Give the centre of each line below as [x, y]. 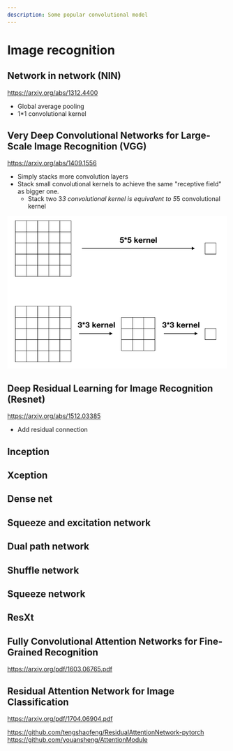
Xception [28, 476]
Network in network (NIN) [64, 76]
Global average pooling [51, 106]
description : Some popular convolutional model [78, 15]
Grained [25, 652]
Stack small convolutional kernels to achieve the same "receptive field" [119, 184]
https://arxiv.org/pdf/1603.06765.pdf [60, 669]
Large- [196, 136]
